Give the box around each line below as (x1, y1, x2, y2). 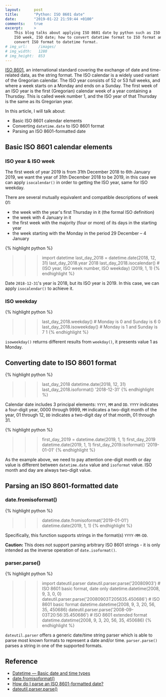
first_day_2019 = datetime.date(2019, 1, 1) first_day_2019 (41, 437, 156, 443)
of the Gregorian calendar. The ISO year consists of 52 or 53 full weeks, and (5, 77, 161, 83)
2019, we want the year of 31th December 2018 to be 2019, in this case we (5, 174, 157, 180)
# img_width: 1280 (5, 49, 48, 54)
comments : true (5, 21, 43, 26)
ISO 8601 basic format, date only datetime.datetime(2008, (41, 586, 160, 592)
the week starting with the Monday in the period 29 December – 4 (12, 230, 147, 236)
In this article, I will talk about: (5, 108, 66, 114)
